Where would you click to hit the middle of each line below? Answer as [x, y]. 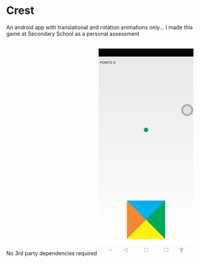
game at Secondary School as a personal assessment [73, 33]
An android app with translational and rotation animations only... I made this [100, 27]
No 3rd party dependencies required [52, 253]
